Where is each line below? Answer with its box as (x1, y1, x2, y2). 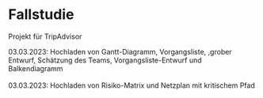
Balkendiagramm (8, 63, 63, 73)
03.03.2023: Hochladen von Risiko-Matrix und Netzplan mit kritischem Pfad (8, 81, 255, 90)
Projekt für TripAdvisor (8, 32, 82, 41)
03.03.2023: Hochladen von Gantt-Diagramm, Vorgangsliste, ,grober (8, 47, 232, 56)
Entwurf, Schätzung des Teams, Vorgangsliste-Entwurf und (8, 55, 202, 65)
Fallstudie (8, 6, 74, 24)
